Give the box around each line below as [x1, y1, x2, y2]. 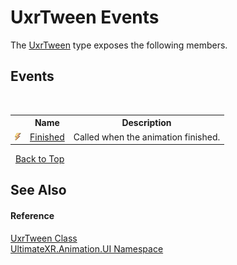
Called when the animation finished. [73, 131, 221, 143]
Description [121, 117, 172, 129]
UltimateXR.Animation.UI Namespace [10, 242, 164, 255]
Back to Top [14, 153, 65, 165]
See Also [10, 182, 67, 199]
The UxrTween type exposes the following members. [10, 39, 228, 51]
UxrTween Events [10, 6, 160, 29]
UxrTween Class [10, 232, 78, 244]
